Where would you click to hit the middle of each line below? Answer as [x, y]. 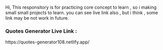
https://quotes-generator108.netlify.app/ [47, 42]
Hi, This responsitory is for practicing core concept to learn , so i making [81, 7]
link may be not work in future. [37, 18]
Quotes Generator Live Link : [41, 31]
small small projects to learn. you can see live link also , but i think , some [82, 13]
